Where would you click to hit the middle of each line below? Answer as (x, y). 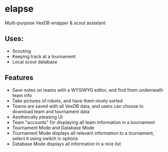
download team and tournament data (51, 111)
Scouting (22, 51)
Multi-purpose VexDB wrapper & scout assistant (55, 23)
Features (19, 78)
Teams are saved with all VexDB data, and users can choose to (78, 106)
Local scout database (35, 62)
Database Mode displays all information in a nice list (66, 144)
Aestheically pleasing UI (37, 117)
